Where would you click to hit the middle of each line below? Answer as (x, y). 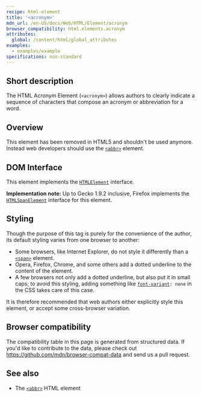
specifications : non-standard (44, 57)
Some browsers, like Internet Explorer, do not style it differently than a (101, 252)
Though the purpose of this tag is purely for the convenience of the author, (99, 233)
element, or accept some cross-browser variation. (68, 308)
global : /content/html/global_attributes (64, 40)
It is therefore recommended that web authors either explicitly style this (95, 302)
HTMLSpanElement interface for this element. (59, 200)
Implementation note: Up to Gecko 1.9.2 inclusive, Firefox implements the (98, 194)
